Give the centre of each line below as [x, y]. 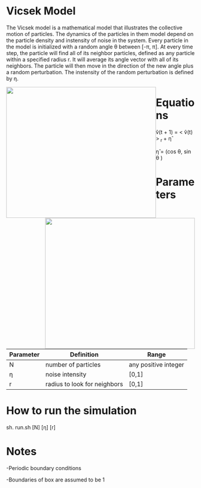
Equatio [175, 103]
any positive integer [156, 365]
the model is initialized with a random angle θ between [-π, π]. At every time [100, 47]
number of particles [73, 365]
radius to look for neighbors [84, 384]
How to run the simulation [71, 411]
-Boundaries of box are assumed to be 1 [56, 480]
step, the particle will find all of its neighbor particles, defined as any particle [100, 53]
